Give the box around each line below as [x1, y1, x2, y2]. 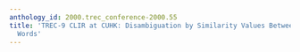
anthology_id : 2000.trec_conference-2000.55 [9, 12, 178, 22]
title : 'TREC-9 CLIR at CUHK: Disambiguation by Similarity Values [9, 21, 266, 30]
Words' [17, 29, 42, 38]
